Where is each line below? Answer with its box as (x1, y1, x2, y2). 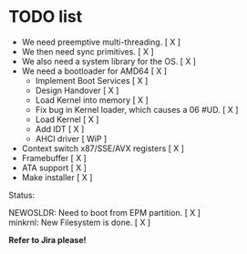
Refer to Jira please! (8, 234, 87, 245)
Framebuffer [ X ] (21, 152, 87, 163)
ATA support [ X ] (21, 162, 87, 173)
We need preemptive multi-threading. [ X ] (21, 36, 181, 47)
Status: (8, 189, 36, 200)
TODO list (8, 6, 83, 27)
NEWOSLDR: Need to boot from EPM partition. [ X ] (8, 207, 201, 218)
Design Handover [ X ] (35, 85, 119, 96)
